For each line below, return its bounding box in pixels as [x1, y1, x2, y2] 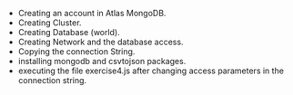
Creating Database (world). [17, 27, 120, 37]
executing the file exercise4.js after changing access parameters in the [17, 65, 285, 76]
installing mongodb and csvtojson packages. [17, 56, 187, 66]
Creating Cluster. [17, 17, 82, 28]
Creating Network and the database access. [17, 36, 184, 47]
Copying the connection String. [17, 46, 136, 57]
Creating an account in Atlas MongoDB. [17, 8, 167, 18]
